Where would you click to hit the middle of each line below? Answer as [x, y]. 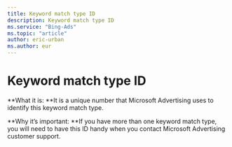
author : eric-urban [36, 40]
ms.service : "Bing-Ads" [42, 27]
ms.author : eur [29, 46]
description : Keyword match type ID [61, 20]
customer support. [34, 136]
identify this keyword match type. [55, 107]
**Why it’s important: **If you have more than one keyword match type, [112, 121]
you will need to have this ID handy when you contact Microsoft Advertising [116, 128]
